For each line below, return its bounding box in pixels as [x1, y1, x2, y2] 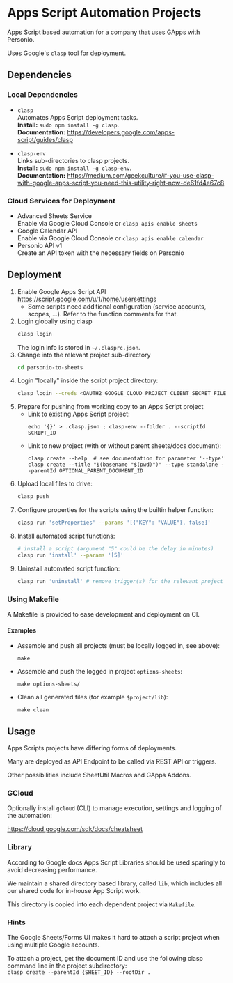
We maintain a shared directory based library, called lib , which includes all [7, 879, 223, 888]
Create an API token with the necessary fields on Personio [17, 249, 184, 257]
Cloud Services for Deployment [7, 196, 116, 206]
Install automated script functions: [17, 532, 115, 541]
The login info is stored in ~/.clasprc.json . [17, 343, 140, 351]
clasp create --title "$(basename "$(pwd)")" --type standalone [27, 461, 218, 468]
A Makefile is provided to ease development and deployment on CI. [7, 610, 200, 619]
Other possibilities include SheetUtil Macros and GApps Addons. [7, 771, 192, 780]
